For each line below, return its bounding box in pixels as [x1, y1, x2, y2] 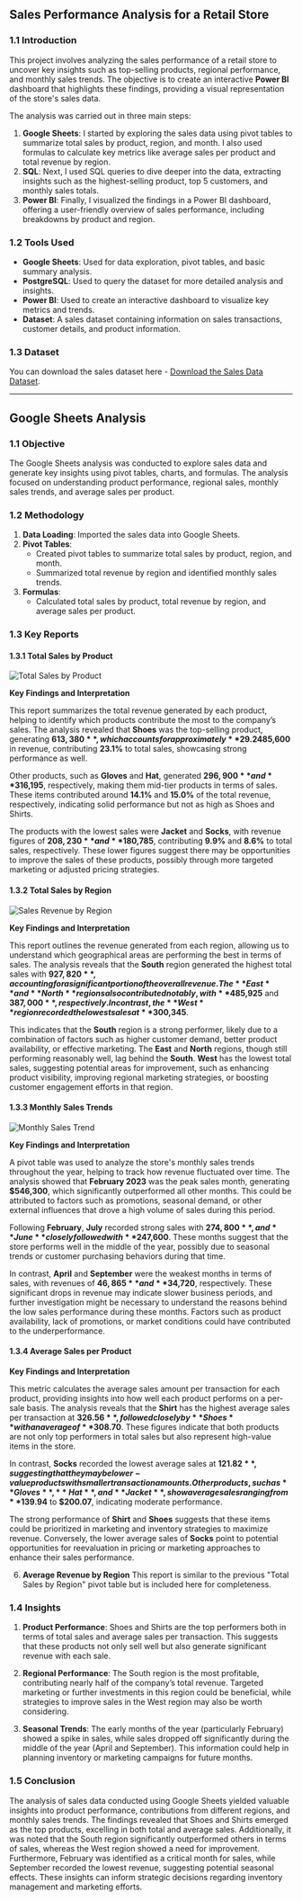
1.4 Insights [9, 1601, 61, 1613]
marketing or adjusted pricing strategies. [9, 864, 160, 875]
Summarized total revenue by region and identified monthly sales [35, 567, 277, 578]
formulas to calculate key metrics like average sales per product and [22, 147, 276, 157]
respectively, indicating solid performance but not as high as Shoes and [9, 799, 275, 810]
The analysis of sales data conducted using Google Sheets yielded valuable [9, 1795, 289, 1806]
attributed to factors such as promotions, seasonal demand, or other [9, 1195, 262, 1206]
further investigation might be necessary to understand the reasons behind [9, 1297, 288, 1307]
